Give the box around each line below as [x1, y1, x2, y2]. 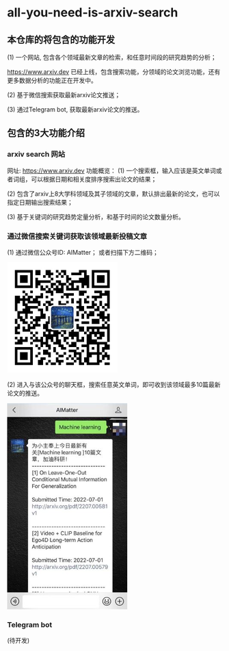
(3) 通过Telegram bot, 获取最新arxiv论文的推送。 [7, 105, 144, 114]
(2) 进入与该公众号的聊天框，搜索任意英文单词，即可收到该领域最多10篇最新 [7, 380, 221, 388]
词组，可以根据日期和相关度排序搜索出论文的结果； [12, 175, 157, 183]
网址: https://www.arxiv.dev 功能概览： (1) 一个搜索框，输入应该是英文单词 [7, 166, 217, 175]
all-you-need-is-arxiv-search [7, 5, 178, 21]
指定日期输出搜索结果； [7, 198, 73, 206]
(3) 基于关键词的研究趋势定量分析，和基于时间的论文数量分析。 [7, 212, 185, 220]
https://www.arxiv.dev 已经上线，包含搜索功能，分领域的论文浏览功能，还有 [7, 68, 221, 76]
